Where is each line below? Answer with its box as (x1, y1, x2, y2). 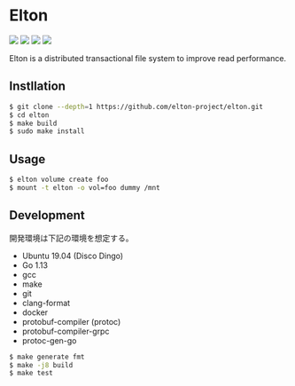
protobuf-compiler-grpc (21, 326, 110, 336)
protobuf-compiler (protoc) (21, 316, 121, 327)
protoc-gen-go (21, 335, 77, 346)
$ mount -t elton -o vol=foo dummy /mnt (9, 183, 161, 192)
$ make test (9, 369, 53, 378)
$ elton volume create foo (9, 175, 109, 185)
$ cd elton (9, 110, 50, 120)
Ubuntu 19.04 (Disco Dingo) (21, 250, 124, 261)
